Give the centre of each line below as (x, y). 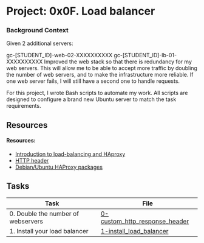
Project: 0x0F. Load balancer (81, 11)
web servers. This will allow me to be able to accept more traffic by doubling (102, 68)
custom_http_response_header (145, 221)
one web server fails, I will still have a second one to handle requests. (93, 81)
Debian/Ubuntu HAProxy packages (59, 167)
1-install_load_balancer (134, 231)
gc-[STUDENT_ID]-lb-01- (145, 55)
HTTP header (32, 161)
